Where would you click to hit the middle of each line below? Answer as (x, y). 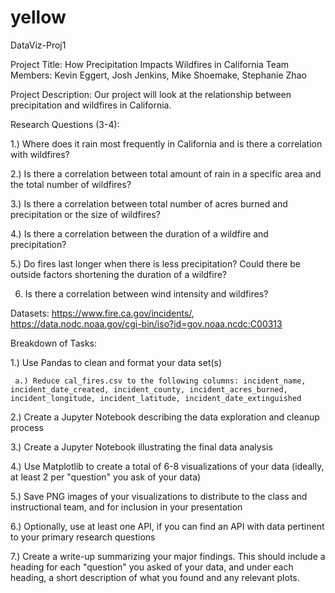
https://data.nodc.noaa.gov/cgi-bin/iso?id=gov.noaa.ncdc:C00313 (146, 323)
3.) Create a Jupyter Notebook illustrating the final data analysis (141, 447)
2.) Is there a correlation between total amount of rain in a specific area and (166, 173)
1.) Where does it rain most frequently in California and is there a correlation (166, 143)
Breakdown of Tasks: (53, 343)
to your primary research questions (83, 537)
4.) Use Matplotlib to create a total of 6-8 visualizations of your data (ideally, (167, 466)
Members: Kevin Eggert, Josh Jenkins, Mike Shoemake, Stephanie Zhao (158, 75)
